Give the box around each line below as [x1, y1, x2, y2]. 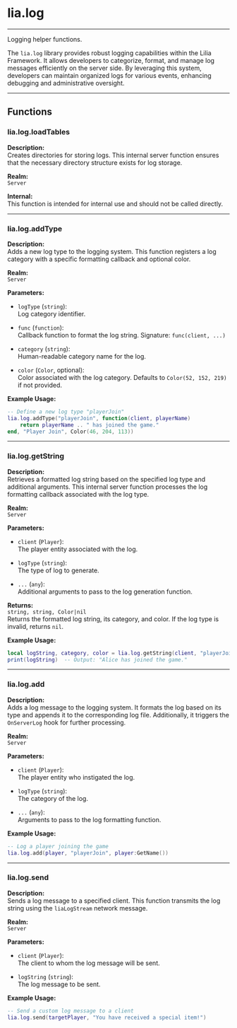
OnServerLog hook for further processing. [7, 718, 126, 727]
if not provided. [17, 381, 62, 389]
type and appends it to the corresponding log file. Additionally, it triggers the [7, 710, 229, 719]
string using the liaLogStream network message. [7, 903, 148, 912]
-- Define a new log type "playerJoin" [7, 408, 125, 415]
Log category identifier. [17, 309, 86, 318]
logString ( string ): [17, 972, 74, 981]
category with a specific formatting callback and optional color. [7, 255, 191, 263]
